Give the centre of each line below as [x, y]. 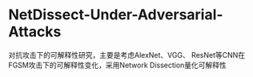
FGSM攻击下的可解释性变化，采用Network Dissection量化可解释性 [117, 65]
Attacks [35, 32]
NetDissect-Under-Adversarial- [116, 15]
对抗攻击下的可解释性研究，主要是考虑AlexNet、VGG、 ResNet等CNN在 [127, 55]
